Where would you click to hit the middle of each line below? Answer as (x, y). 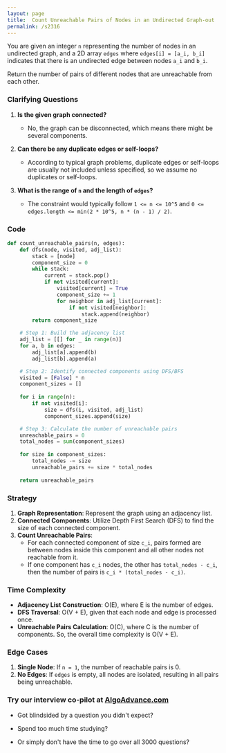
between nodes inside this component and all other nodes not (115, 550)
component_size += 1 (86, 295)
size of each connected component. (69, 527)
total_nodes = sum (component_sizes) (73, 442)
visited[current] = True (92, 289)
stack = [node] (54, 256)
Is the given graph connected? (62, 114)
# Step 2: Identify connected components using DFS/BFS (102, 371)
